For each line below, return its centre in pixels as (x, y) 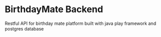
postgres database (24, 28)
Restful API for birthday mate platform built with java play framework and (80, 23)
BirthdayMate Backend (54, 9)
